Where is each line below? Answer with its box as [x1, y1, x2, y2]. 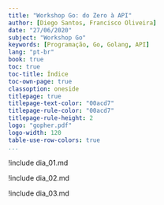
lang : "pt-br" [8, 48, 55, 56]
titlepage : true [8, 92, 61, 100]
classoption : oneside [8, 84, 80, 93]
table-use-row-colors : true [8, 136, 101, 144]
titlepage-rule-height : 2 [8, 114, 93, 122]
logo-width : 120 [8, 129, 61, 136]
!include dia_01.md [8, 158, 69, 167]
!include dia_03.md [8, 188, 69, 198]
